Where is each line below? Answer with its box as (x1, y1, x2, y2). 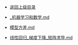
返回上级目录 (9, 4, 36, 10)
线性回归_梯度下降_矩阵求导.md (9, 35, 73, 40)
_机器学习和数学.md (9, 14, 50, 20)
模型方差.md (9, 24, 35, 30)
